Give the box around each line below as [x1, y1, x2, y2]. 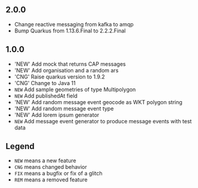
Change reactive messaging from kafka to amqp [14, 20, 134, 28]
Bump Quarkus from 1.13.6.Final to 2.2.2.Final [14, 27, 126, 34]
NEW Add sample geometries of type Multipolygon [14, 86, 136, 93]
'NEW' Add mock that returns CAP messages [14, 60, 126, 68]
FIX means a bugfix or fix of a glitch [14, 170, 103, 177]
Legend [5, 141, 35, 151]
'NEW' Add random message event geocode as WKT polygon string [14, 98, 182, 105]
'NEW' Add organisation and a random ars [14, 66, 119, 74]
